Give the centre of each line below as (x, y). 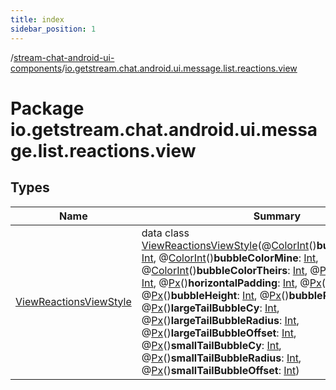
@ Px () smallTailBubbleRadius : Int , (221, 358)
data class (165, 233)
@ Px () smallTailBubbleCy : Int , (211, 345)
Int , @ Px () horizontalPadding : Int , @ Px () (235, 283)
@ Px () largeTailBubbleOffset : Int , (219, 333)
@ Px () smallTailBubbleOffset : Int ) (220, 370)
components (36, 68)
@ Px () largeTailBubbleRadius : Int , (220, 320)
